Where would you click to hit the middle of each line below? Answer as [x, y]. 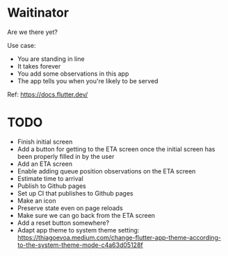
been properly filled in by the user [66, 156]
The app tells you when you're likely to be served [88, 80]
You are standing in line [51, 59]
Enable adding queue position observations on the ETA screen [106, 171]
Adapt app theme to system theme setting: [78, 230]
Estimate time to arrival [50, 178]
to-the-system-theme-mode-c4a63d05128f [80, 245]
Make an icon [36, 200]
